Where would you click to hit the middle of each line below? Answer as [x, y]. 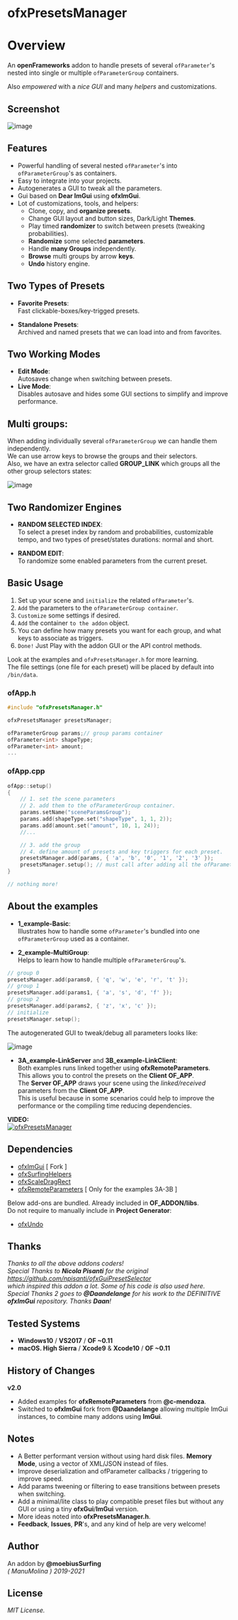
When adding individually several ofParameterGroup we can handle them [112, 441]
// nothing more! [33, 885]
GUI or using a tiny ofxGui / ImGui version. [78, 1508]
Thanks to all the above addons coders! [66, 1263]
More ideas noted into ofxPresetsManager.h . [84, 1516]
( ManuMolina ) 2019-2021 [46, 1571]
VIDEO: [18, 1119]
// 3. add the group [50, 845]
